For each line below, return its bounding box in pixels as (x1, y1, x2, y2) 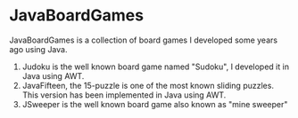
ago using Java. (9, 43, 68, 54)
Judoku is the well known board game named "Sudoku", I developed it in (21, 61, 290, 72)
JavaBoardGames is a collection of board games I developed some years (9, 35, 278, 45)
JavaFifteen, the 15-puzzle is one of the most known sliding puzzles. (21, 80, 275, 90)
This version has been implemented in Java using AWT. (21, 90, 227, 100)
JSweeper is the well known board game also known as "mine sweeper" (21, 98, 288, 109)
